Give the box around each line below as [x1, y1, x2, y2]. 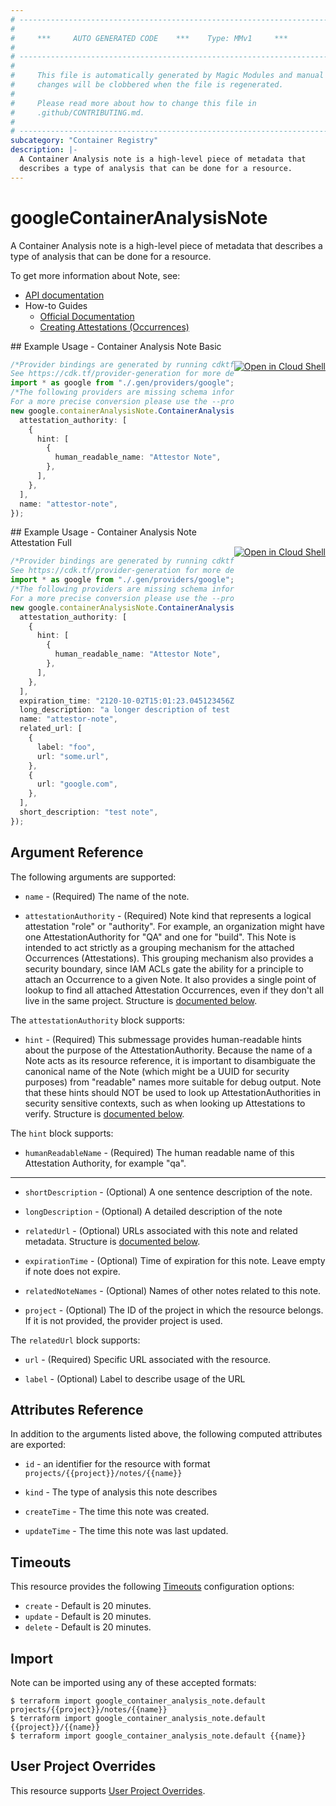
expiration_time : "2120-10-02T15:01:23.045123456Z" [19, 696, 240, 706]
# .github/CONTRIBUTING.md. [10, 107, 145, 118]
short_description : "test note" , [19, 807, 159, 818]
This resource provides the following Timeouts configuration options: [10, 1581, 295, 1593]
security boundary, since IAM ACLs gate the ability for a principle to [24, 962, 304, 975]
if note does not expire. [24, 1265, 121, 1277]
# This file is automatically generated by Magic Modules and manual [10, 71, 325, 81]
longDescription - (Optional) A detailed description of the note [24, 1205, 283, 1217]
